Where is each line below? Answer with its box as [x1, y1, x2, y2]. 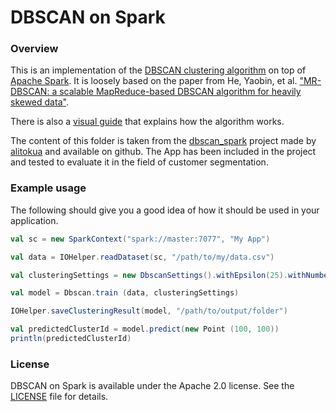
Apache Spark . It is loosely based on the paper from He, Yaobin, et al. [10, 75, 298, 87]
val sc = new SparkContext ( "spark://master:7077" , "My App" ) [10, 234, 271, 244]
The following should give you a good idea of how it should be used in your [10, 204, 320, 216]
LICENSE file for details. [10, 391, 109, 403]
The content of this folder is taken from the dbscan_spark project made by [10, 135, 317, 147]
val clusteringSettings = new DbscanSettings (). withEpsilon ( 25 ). [10, 270, 288, 280]
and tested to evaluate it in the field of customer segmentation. [10, 156, 269, 168]
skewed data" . [10, 96, 69, 108]
